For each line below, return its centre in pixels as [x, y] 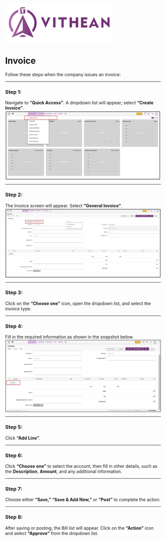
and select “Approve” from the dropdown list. [52, 533]
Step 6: [14, 455]
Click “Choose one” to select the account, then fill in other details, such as [81, 466]
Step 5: [14, 427]
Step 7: [14, 489]
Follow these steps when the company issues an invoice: [63, 75]
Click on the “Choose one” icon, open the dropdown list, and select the [78, 303]
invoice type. [18, 308]
